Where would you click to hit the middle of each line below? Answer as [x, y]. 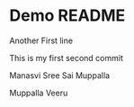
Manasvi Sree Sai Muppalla [60, 75]
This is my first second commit [66, 58]
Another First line [41, 40]
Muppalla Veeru [39, 93]
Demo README [67, 16]
